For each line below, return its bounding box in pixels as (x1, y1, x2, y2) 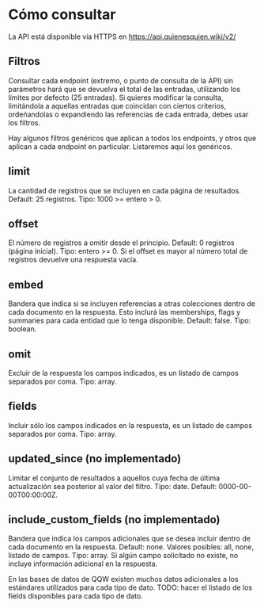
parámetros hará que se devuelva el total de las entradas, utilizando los (8, 84, 241, 94)
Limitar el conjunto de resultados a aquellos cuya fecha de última (8, 473, 221, 483)
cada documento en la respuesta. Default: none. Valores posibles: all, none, (8, 542, 255, 552)
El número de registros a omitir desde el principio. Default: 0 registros (8, 238, 235, 247)
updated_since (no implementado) (8, 452, 182, 465)
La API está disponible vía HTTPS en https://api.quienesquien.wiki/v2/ (8, 32, 236, 41)
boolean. (8, 324, 37, 334)
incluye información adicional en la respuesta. (8, 559, 158, 568)
